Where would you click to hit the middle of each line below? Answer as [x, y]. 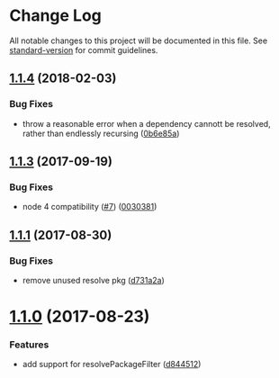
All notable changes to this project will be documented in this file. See [139, 40]
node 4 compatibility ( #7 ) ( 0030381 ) [90, 207]
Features [29, 345]
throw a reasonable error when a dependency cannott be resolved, [147, 123]
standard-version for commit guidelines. [84, 49]
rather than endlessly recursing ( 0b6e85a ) [101, 133]
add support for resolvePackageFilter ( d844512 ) [112, 364]
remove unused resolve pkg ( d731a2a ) [93, 280]
